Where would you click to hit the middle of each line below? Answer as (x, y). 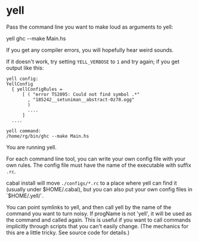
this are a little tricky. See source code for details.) (68, 232)
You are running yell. (31, 147)
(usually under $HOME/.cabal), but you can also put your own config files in (99, 189)
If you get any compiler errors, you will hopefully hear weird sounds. (90, 50)
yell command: (24, 131)
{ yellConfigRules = (37, 89)
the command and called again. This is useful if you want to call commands (99, 220)
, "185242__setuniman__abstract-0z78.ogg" (81, 100)
